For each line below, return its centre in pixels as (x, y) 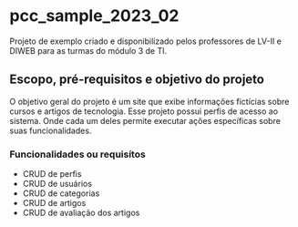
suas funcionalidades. (51, 130)
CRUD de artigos (54, 203)
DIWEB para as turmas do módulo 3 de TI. (88, 50)
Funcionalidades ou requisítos (77, 154)
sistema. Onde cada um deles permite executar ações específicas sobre (145, 120)
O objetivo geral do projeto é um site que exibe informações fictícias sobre (149, 101)
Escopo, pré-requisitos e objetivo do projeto (137, 80)
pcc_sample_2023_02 (94, 16)
